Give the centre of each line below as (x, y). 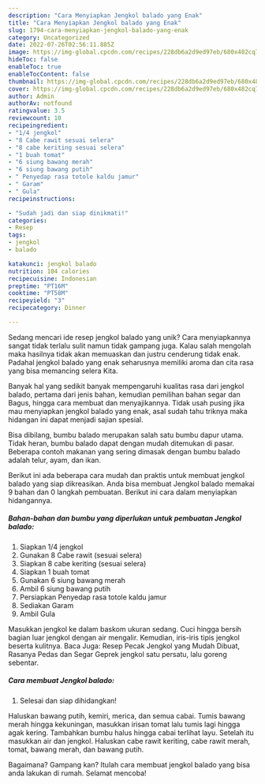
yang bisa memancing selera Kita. (63, 371)
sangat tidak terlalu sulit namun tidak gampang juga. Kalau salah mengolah (130, 345)
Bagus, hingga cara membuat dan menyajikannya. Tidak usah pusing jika (127, 402)
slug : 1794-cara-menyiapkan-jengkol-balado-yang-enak (99, 30)
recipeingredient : (38, 125)
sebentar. (24, 663)
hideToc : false (33, 60)
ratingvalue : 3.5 (37, 111)
